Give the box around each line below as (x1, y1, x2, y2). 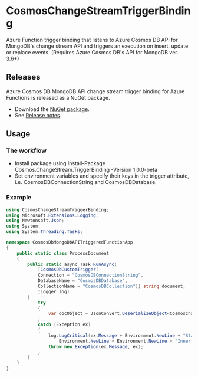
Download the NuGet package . (14, 105, 90, 113)
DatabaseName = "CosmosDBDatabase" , (37, 278, 128, 284)
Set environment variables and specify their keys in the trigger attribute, (14, 172, 190, 179)
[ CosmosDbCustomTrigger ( (37, 267, 99, 273)
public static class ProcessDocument (16, 250, 110, 256)
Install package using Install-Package (14, 160, 106, 167)
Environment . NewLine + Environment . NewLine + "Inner (58, 338, 192, 344)
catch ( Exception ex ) (37, 322, 91, 328)
